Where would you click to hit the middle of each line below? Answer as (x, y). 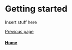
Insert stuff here (21, 22)
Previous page (19, 31)
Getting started (36, 9)
